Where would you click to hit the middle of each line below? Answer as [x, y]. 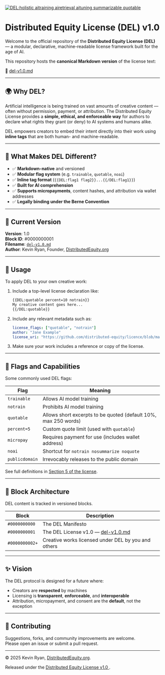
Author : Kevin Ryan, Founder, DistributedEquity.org [57, 250]
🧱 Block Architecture [37, 492]
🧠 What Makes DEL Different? [51, 157]
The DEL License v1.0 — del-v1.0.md [86, 532]
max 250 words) [62, 421]
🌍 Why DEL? [25, 92]
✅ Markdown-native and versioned [48, 168]
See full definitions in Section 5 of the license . [52, 472]
